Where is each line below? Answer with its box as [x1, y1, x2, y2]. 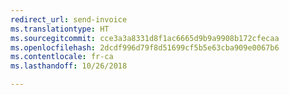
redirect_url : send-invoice [10, 14, 128, 25]
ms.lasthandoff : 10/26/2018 [10, 61, 128, 71]
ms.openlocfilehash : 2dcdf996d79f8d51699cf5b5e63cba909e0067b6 [10, 42, 280, 53]
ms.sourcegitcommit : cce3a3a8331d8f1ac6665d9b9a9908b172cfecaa [10, 33, 280, 43]
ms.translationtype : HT [10, 24, 110, 34]
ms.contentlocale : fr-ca [10, 52, 114, 62]
